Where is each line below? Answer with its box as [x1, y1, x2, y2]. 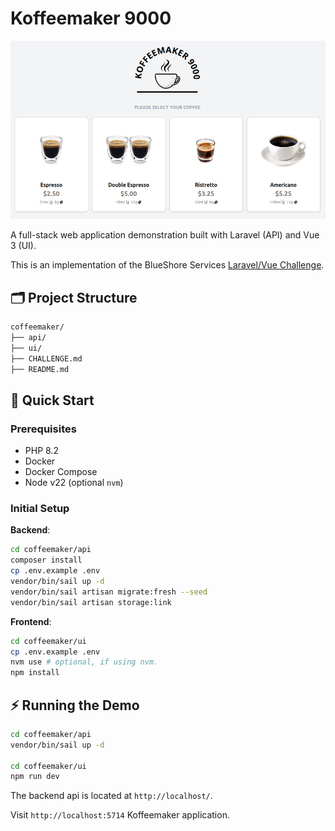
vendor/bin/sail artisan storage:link [10, 597, 172, 607]
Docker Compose [24, 466, 98, 478]
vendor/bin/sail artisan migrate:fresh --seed [10, 587, 208, 597]
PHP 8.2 [24, 445, 59, 457]
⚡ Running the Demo [10, 697, 140, 714]
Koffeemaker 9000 [10, 7, 172, 30]
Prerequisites [10, 422, 77, 436]
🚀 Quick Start [10, 392, 95, 409]
